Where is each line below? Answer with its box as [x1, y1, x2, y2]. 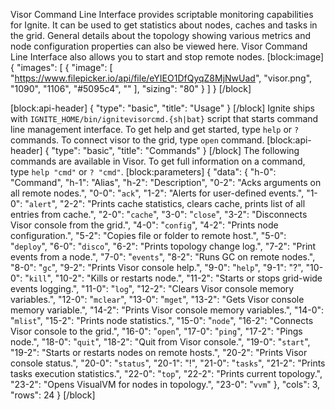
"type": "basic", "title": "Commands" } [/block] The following [51, 145, 300, 156]
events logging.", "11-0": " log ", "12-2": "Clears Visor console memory [10, 283, 295, 294]
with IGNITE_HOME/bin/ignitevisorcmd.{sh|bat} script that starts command [10, 113, 319, 124]
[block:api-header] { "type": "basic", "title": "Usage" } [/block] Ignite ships [10, 102, 315, 114]
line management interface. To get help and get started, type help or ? [10, 124, 300, 135]
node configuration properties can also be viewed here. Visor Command [10, 40, 308, 52]
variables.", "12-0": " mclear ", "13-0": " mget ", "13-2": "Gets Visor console [10, 294, 305, 305]
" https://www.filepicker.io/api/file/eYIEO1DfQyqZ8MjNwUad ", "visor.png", [10, 72, 313, 84]
